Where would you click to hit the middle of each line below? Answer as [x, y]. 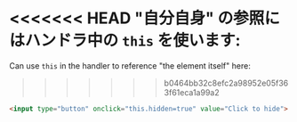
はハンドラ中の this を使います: [125, 41]
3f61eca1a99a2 [192, 92]
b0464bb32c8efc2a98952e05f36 [226, 83]
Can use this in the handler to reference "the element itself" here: [130, 65]
